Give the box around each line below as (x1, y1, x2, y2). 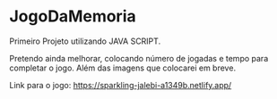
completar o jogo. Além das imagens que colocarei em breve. (9, 62, 236, 73)
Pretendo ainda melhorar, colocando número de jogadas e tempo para (9, 53, 269, 63)
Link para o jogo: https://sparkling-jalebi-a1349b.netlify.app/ (9, 79, 232, 90)
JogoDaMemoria (9, 6, 136, 27)
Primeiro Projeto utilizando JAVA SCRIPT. (9, 36, 161, 46)
